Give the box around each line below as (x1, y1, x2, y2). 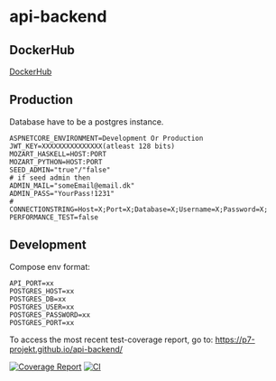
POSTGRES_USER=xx (9, 302, 75, 311)
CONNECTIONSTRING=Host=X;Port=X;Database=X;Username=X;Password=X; (9, 205, 269, 214)
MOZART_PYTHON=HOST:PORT (9, 157, 103, 166)
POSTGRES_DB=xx (9, 294, 67, 303)
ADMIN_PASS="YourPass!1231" (9, 189, 115, 198)
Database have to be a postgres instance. (9, 116, 164, 127)
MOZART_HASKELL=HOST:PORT (9, 149, 106, 159)
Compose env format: (9, 261, 90, 272)
